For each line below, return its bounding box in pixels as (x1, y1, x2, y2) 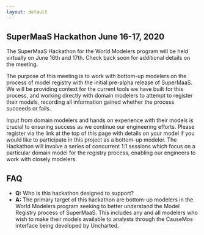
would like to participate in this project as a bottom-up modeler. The (6, 136, 177, 143)
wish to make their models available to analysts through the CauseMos (15, 215, 194, 223)
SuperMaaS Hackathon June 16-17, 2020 (6, 32, 165, 42)
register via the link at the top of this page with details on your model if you (6, 129, 195, 137)
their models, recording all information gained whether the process (6, 98, 175, 106)
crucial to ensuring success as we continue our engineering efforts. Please (6, 123, 195, 131)
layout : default (6, 9, 48, 15)
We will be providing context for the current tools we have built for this (6, 85, 183, 93)
